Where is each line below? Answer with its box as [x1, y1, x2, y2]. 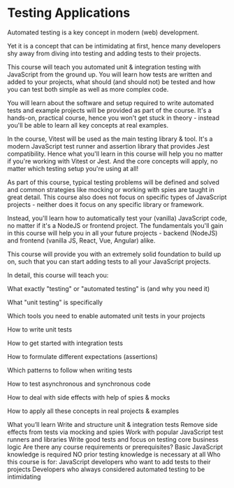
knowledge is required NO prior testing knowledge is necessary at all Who [7, 450, 221, 459]
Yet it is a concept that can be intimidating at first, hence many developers [7, 41, 221, 50]
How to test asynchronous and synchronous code [7, 379, 151, 388]
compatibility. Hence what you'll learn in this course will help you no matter [7, 149, 224, 158]
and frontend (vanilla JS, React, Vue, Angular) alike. [7, 236, 156, 245]
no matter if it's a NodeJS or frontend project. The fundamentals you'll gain [7, 221, 224, 229]
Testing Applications [7, 5, 131, 21]
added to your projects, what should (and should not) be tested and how [7, 77, 216, 86]
